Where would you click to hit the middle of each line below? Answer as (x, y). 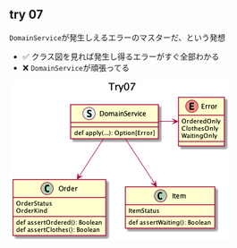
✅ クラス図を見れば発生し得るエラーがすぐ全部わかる (121, 56)
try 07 (26, 15)
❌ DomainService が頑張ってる (76, 67)
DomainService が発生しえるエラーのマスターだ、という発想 (118, 37)
